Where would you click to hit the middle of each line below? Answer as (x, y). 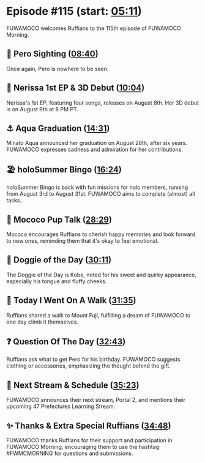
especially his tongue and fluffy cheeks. (57, 281)
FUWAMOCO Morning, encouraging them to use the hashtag (83, 447)
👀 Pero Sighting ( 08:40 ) (53, 54)
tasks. (14, 201)
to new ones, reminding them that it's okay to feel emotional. (83, 241)
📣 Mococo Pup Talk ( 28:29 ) (59, 219)
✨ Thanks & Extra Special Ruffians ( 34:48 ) (89, 425)
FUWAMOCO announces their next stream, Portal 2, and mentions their (96, 400)
